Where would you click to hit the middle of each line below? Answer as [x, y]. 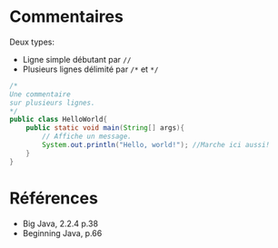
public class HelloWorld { [58, 120]
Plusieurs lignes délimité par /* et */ [90, 69]
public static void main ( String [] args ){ [105, 128]
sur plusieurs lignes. [52, 103]
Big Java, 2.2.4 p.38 [60, 223]
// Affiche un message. [87, 137]
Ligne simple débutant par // [77, 59]
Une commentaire [40, 94]
